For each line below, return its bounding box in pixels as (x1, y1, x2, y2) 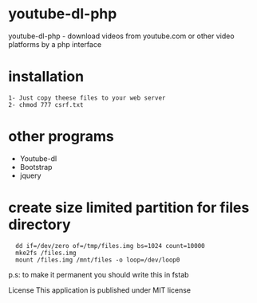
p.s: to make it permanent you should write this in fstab (8, 270, 189, 279)
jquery (19, 171, 42, 180)
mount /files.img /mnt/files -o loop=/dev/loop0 (15, 256, 180, 264)
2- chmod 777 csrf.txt (8, 100, 84, 108)
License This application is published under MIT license (8, 285, 192, 295)
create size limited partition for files (8, 199, 250, 216)
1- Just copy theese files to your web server (8, 93, 166, 102)
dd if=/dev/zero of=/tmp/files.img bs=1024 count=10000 (15, 242, 205, 250)
